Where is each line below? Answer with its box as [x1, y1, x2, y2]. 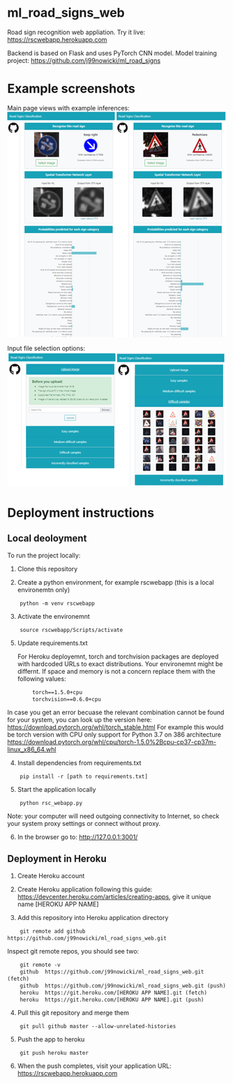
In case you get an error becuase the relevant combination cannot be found [7, 708, 225, 716]
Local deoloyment [7, 532, 87, 545]
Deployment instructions [7, 505, 155, 521]
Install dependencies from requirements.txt [17, 758, 142, 767]
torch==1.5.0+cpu [32, 688, 82, 695]
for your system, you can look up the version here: [7, 715, 152, 723]
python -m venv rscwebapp [20, 600, 96, 607]
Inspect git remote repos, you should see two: [7, 947, 140, 955]
